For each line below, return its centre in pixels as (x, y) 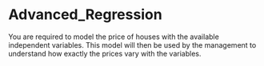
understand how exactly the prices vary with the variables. (105, 53)
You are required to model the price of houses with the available (114, 37)
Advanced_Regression (85, 15)
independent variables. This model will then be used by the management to (132, 45)
